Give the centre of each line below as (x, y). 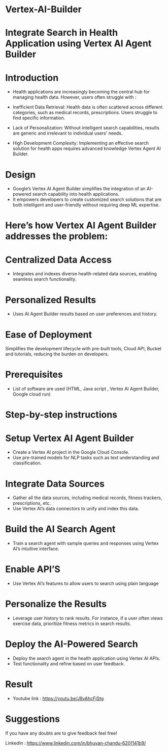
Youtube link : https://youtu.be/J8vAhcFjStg (58, 698)
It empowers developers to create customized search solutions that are (87, 199)
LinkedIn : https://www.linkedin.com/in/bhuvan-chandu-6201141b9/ (76, 743)
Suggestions (32, 719)
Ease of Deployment (49, 334)
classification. (27, 463)
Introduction (32, 78)
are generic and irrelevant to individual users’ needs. (68, 133)
